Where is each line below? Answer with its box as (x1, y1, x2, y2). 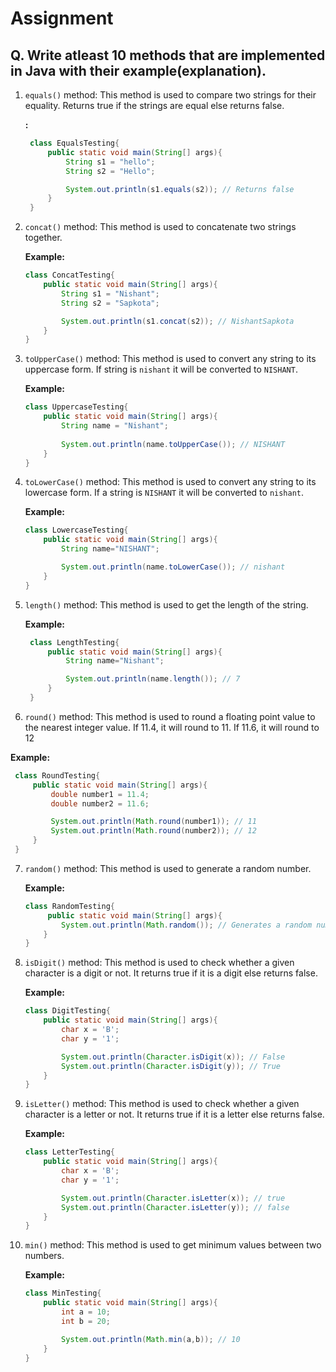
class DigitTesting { (24, 1006, 111, 1016)
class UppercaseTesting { (24, 402, 129, 412)
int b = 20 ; (61, 1316, 111, 1326)
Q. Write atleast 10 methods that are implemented (10, 47, 326, 64)
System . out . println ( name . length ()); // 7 (65, 674, 241, 684)
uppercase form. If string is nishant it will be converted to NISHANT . (24, 363, 298, 376)
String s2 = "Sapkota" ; (61, 298, 160, 308)
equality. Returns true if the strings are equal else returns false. (24, 100, 285, 111)
